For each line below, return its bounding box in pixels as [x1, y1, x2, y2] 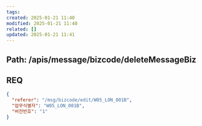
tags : [6, 9, 20, 15]
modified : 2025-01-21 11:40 [6, 20, 78, 26]
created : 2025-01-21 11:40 [6, 15, 75, 21]
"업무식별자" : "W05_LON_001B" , [12, 103, 85, 109]
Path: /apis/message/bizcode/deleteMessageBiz [6, 54, 197, 65]
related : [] [6, 26, 37, 32]
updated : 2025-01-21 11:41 [6, 32, 75, 38]
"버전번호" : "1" [12, 108, 48, 114]
